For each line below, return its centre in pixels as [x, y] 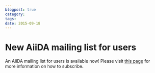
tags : [11, 19]
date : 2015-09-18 [23, 23]
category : [15, 14]
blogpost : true [21, 10]
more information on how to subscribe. [44, 66]
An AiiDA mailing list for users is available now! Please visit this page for [78, 61]
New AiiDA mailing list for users [71, 48]
